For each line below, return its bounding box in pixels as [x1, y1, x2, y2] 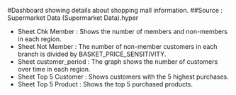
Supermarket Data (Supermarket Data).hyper [7, 13, 139, 22]
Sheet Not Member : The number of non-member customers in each [17, 43, 218, 50]
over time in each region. [17, 65, 91, 73]
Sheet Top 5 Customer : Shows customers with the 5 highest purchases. [17, 72, 229, 81]
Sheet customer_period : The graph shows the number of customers [17, 57, 218, 66]
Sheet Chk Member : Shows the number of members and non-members [17, 28, 228, 35]
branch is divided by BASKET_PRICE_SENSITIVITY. [17, 50, 167, 58]
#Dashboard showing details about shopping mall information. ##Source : [7, 6, 223, 14]
